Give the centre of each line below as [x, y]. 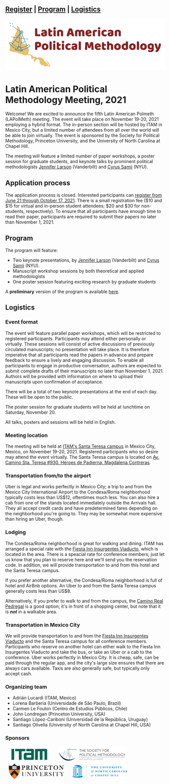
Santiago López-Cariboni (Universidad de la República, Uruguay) [80, 719]
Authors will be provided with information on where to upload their [74, 376]
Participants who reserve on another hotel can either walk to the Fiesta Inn [83, 646]
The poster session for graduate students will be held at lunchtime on [78, 406]
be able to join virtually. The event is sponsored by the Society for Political [82, 136]
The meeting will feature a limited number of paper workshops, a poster [80, 156]
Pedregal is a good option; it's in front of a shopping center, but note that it [83, 606]
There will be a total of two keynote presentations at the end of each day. [81, 391]
